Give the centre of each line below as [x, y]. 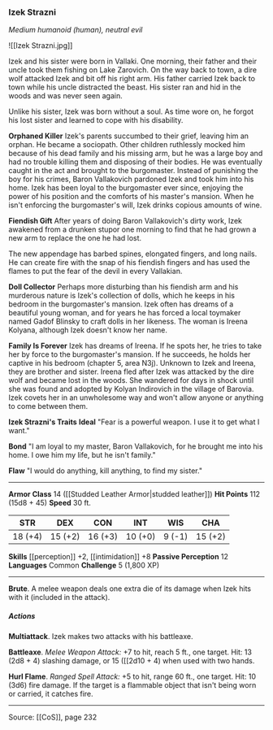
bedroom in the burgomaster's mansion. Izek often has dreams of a [121, 304]
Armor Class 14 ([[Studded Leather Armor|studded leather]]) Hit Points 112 [134, 494]
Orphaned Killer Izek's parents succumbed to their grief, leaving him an [129, 136]
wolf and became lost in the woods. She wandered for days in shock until [131, 380]
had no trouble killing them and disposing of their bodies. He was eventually [135, 162]
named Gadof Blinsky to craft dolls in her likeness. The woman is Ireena [128, 322]
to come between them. [48, 406]
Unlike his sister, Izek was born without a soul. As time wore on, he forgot [131, 111]
